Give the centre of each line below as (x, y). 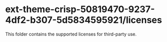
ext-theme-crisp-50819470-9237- (80, 9)
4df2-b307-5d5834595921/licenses (84, 20)
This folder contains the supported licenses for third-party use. (71, 34)
